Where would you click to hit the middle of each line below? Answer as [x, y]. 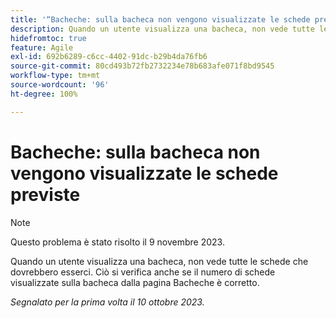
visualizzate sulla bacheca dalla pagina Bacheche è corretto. [135, 282]
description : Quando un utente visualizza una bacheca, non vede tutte [162, 29]
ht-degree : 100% [44, 94]
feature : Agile [42, 47]
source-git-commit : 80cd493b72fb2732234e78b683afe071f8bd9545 [142, 66]
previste [45, 194]
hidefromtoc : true [48, 38]
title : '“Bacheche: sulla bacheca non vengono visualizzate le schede [160, 19]
